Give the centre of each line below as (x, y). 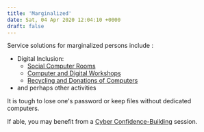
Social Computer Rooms (61, 66)
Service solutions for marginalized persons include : (80, 46)
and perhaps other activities (56, 88)
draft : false (26, 26)
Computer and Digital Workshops (74, 73)
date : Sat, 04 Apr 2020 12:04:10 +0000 (64, 20)
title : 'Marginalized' (39, 13)
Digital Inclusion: (40, 59)
